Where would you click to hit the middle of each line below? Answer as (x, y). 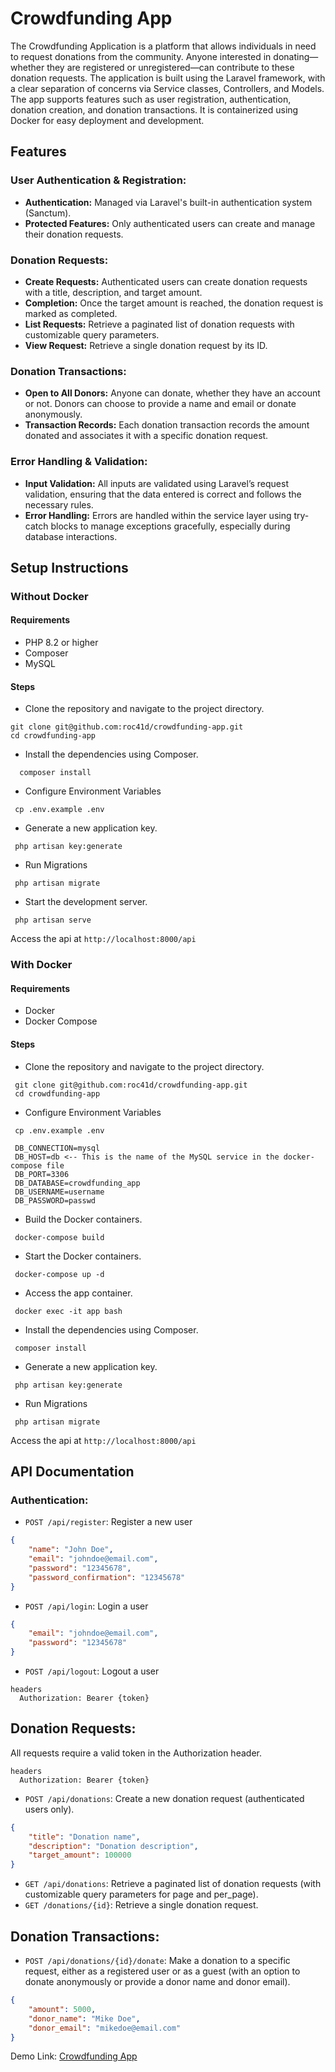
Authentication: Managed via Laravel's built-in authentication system (168, 202)
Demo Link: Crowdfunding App (74, 2056)
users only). (49, 1809)
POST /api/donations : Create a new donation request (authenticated (164, 1798)
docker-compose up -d (59, 1274)
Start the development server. (86, 902)
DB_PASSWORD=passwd (55, 1200)
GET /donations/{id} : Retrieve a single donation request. (141, 1905)
